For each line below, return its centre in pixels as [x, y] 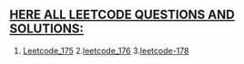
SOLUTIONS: [47, 29]
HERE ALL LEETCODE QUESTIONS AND [122, 15]
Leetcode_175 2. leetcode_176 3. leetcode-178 [106, 50]
